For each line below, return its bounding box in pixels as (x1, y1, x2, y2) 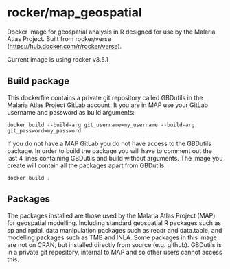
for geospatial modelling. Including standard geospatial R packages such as (7, 218, 222, 227)
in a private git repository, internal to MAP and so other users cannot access (7, 248, 222, 256)
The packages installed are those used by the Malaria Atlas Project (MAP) (7, 211, 216, 220)
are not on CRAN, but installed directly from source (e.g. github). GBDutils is (7, 240, 222, 248)
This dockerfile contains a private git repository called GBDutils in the (7, 93, 203, 102)
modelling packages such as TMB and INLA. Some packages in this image (7, 233, 218, 242)
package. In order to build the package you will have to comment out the (7, 146, 213, 155)
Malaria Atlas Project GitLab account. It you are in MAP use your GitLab (7, 101, 208, 109)
